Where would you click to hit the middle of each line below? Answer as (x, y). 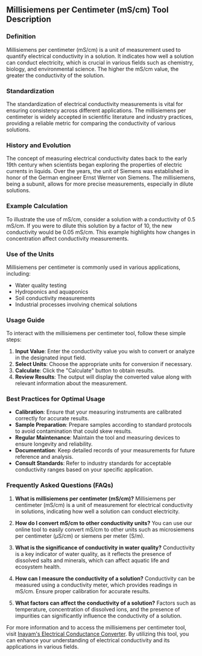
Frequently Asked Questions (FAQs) (60, 485)
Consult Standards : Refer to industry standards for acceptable (93, 463)
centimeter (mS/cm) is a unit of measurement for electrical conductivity (104, 505)
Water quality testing (41, 285)
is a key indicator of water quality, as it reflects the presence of (93, 553)
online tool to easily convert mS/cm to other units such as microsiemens (105, 529)
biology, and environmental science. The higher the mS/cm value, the (93, 69)
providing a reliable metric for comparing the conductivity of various (91, 123)
